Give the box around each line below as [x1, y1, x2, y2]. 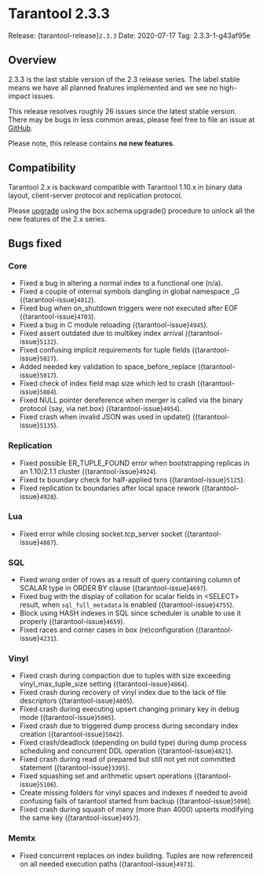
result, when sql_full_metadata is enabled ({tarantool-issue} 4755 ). [19, 600, 235, 610]
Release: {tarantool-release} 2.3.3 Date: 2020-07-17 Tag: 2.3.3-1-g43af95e [8, 31, 251, 40]
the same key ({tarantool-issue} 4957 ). [19, 813, 141, 822]
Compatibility [8, 161, 76, 175]
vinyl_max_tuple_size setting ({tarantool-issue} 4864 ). [19, 679, 190, 689]
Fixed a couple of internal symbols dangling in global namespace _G [19, 286, 240, 296]
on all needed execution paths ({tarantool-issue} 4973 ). [19, 859, 195, 868]
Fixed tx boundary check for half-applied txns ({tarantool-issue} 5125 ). [19, 475, 246, 484]
